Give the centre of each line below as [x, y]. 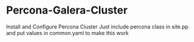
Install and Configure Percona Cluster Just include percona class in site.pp [97, 27]
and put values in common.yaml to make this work [68, 33]
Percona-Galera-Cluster [67, 10]
